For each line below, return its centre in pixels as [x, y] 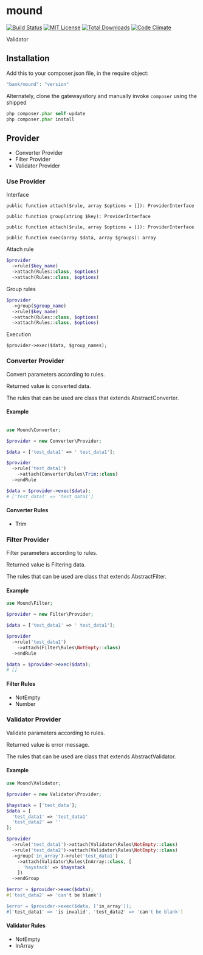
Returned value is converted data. [49, 386]
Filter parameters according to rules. [52, 553]
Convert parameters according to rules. [56, 374]
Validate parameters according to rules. [56, 733]
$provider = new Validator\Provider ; [54, 794]
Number [25, 703]
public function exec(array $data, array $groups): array [81, 238]
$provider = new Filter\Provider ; [50, 615]
